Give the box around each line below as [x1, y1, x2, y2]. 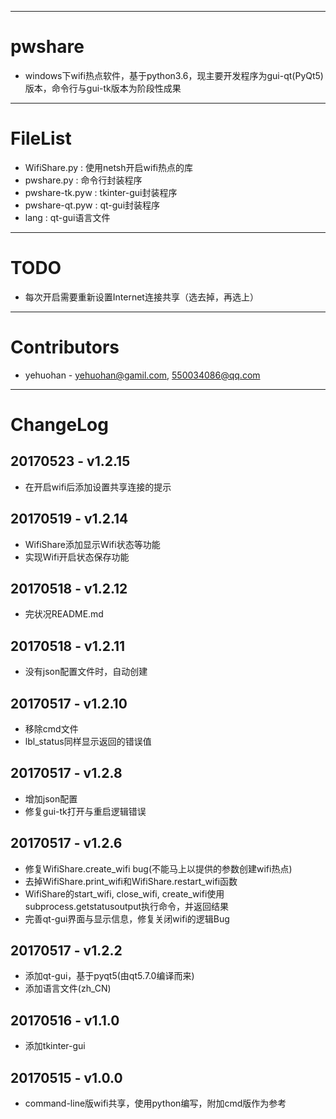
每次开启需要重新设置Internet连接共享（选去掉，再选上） [24, 291, 259, 303]
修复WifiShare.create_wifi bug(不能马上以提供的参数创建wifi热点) [24, 862, 293, 875]
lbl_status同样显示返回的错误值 [24, 736, 152, 747]
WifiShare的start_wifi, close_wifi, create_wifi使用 [24, 887, 225, 900]
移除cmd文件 [24, 723, 79, 735]
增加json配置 [24, 792, 78, 805]
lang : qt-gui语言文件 [24, 211, 111, 223]
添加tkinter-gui [24, 1040, 86, 1052]
